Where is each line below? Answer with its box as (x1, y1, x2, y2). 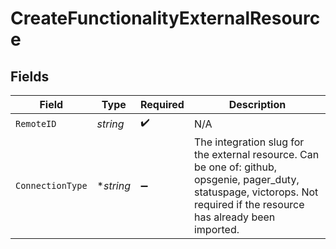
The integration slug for (193, 135, 305, 149)
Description (228, 98, 287, 111)
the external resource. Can (193, 148, 320, 161)
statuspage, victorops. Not (193, 185, 319, 199)
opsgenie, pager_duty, (193, 173, 300, 186)
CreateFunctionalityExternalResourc (10, 7, 321, 30)
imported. (193, 223, 240, 236)
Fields (10, 68, 50, 85)
